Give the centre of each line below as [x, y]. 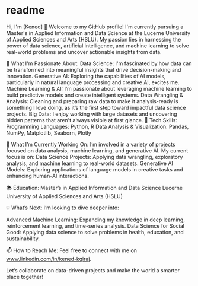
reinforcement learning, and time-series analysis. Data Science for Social [95, 225]
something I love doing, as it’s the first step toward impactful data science [96, 107]
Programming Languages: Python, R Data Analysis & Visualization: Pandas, [98, 126]
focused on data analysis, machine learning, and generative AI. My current [97, 150]
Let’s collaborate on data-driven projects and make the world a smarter [93, 270]
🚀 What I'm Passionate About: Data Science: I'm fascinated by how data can [99, 63]
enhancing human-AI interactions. [47, 176]
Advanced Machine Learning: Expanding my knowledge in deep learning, [95, 220]
